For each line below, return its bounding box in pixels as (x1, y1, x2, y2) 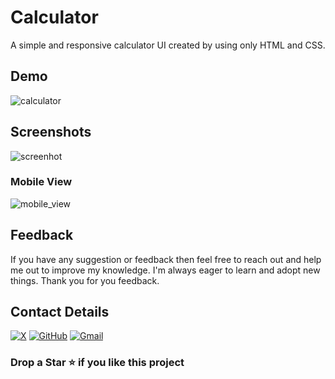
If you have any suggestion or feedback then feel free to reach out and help (10, 253, 322, 265)
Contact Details (10, 304, 110, 321)
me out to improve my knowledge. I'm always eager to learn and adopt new (10, 264, 321, 276)
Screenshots (10, 124, 92, 141)
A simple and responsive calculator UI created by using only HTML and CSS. (10, 39, 326, 51)
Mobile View (10, 175, 73, 189)
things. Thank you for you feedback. (10, 274, 160, 286)
